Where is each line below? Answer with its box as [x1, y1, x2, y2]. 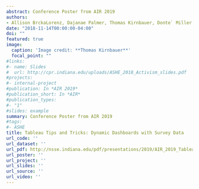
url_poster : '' [6, 152, 44, 158]
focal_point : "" [11, 53, 52, 59]
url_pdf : [6, 146, 28, 152]
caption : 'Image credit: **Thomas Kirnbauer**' [11, 47, 131, 53]
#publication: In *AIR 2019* [6, 86, 78, 92]
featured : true [6, 36, 44, 42]
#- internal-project [6, 81, 57, 87]
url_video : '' [6, 174, 41, 180]
